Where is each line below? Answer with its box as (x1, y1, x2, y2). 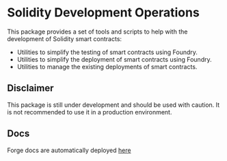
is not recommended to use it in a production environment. (7, 108, 172, 116)
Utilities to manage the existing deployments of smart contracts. (16, 62, 198, 71)
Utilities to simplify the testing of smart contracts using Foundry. (16, 48, 198, 56)
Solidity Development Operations (7, 5, 200, 21)
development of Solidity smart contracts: (7, 34, 122, 42)
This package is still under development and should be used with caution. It (7, 101, 220, 109)
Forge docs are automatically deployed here (7, 146, 131, 154)
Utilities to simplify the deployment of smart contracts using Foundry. (16, 55, 212, 63)
